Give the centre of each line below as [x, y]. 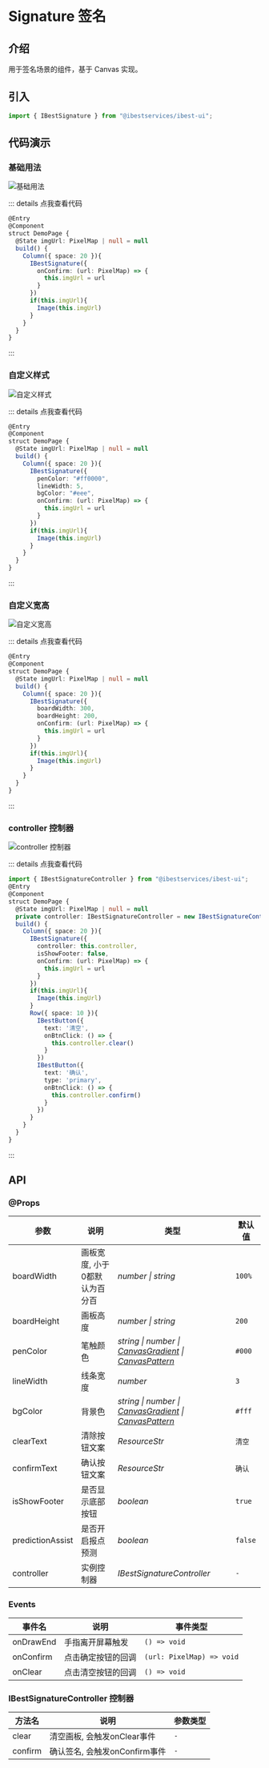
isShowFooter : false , [73, 954]
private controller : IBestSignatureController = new [105, 916]
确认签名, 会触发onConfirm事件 [108, 1752]
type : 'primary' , [73, 1080]
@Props [24, 1203]
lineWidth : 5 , [60, 486]
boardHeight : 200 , [68, 716]
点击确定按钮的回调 [100, 1657]
